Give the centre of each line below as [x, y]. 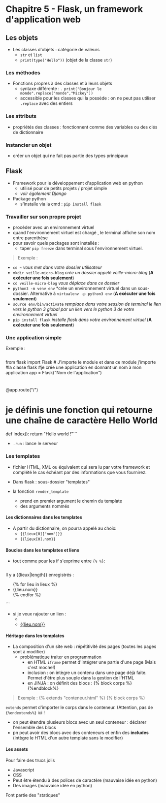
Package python [29, 198]
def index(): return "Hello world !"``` [42, 434]
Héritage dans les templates [35, 636]
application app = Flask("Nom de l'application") [54, 373]
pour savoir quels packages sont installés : [56, 243]
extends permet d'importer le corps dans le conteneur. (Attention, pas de [79, 707]
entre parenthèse [30, 238]
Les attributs [21, 116]
